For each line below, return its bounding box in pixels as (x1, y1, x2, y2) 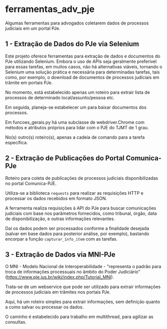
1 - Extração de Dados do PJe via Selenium (5, 40, 140, 48)
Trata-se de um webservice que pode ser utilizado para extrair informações (5, 284, 161, 290)
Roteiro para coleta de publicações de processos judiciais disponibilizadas (5, 175, 159, 181)
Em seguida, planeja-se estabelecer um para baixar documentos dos (5, 104, 147, 110)
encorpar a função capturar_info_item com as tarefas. (5, 236, 118, 242)
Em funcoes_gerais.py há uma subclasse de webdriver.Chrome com (5, 119, 145, 125)
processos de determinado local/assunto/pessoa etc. (5, 94, 115, 100)
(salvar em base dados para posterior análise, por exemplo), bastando (5, 231, 150, 237)
